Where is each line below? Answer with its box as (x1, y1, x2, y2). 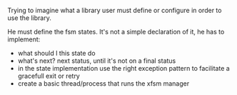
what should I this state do (17, 49, 96, 57)
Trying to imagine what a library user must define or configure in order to (7, 6, 222, 14)
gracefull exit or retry (17, 71, 80, 80)
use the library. (7, 14, 51, 22)
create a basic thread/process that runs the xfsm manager (17, 79, 190, 88)
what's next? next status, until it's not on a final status (17, 56, 176, 65)
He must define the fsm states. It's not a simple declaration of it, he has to (7, 28, 225, 36)
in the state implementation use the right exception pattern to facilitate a (17, 64, 230, 72)
